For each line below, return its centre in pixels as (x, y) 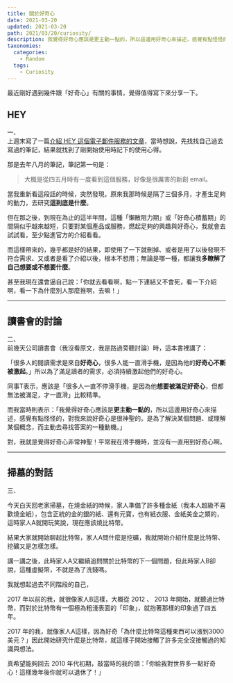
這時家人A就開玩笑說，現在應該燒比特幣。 (67, 522)
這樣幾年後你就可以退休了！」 (62, 672)
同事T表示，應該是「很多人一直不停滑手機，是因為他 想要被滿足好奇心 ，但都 (115, 386)
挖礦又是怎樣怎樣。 (35, 546)
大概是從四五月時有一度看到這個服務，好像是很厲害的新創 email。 (118, 179)
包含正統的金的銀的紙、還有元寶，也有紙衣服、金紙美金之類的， (132, 514)
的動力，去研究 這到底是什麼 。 (50, 203)
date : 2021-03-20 (32, 20)
